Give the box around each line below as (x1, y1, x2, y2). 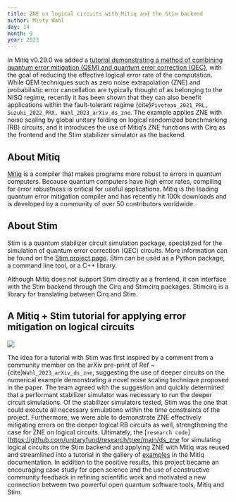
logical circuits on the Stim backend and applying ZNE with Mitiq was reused (7, 443, 230, 451)
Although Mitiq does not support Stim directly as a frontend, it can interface (7, 275, 227, 283)
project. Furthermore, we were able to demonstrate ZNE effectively (7, 413, 202, 421)
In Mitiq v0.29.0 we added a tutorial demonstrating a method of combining (7, 56, 223, 64)
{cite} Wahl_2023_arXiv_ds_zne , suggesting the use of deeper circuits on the (7, 368, 225, 377)
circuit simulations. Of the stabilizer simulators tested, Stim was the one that (7, 398, 228, 406)
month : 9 (7, 30, 33, 37)
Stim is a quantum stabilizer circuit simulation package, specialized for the (7, 239, 223, 247)
